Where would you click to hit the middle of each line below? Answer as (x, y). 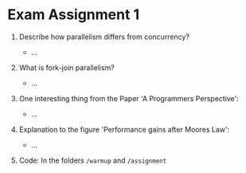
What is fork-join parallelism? (66, 67)
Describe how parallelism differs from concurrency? (104, 37)
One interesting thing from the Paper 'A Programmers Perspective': (129, 98)
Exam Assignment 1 (74, 15)
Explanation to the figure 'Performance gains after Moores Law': (124, 129)
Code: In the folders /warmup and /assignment (93, 160)
